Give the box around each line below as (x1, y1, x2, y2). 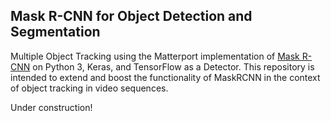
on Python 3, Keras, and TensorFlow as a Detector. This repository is (32, 60, 315, 73)
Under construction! (10, 101, 93, 113)
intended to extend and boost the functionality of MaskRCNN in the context (10, 71, 321, 83)
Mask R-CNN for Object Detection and (10, 8, 253, 25)
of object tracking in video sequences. (10, 82, 169, 94)
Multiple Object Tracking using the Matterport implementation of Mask (10, 50, 300, 62)
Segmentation (10, 24, 101, 41)
